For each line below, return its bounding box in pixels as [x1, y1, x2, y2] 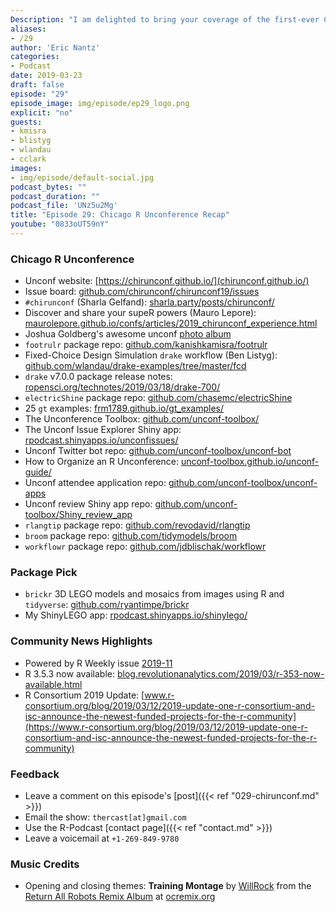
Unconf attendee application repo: [24, 477, 167, 489]
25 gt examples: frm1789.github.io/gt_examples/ [24, 402, 225, 415]
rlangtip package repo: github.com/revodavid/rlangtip [24, 519, 251, 531]
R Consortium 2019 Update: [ [24, 689, 145, 701]
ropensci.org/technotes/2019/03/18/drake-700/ [24, 381, 221, 393]
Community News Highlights [10, 634, 153, 648]
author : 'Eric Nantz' [10, 42, 101, 53]
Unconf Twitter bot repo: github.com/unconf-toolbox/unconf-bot [24, 445, 292, 457]
